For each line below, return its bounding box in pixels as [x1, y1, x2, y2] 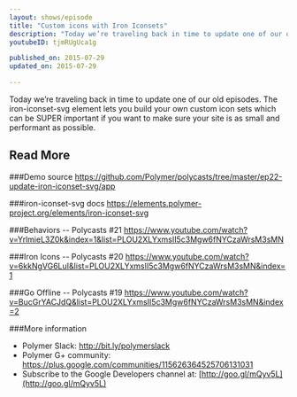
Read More [9, 148, 71, 163]
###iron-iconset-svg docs [9, 198, 105, 208]
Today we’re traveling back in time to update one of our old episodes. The [9, 94, 278, 105]
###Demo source [9, 171, 73, 182]
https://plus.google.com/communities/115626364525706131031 [21, 359, 254, 370]
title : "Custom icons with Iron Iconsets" [9, 21, 168, 30]
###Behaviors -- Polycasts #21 [9, 224, 122, 235]
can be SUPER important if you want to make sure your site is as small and [9, 113, 280, 123]
